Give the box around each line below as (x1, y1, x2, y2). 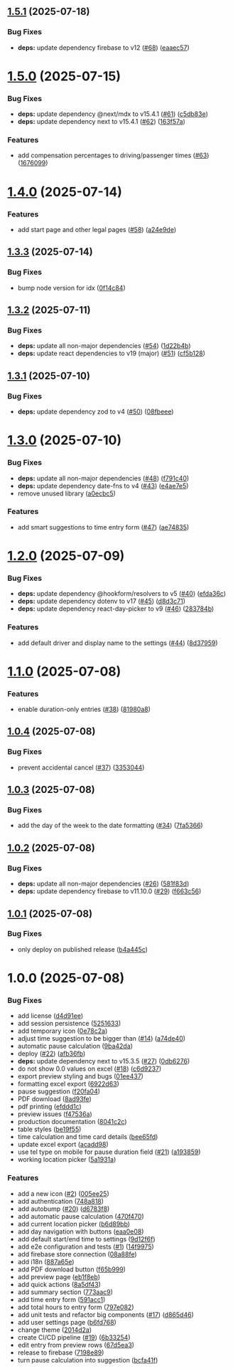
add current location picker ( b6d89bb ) (17, 1219, 130, 1228)
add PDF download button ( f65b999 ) (17, 1265, 126, 1273)
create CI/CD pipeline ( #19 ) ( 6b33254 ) (17, 1333, 131, 1341)
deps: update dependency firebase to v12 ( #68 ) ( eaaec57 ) (17, 43, 190, 52)
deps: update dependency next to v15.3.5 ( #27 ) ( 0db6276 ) (17, 1057, 190, 1066)
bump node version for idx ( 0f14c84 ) (17, 283, 126, 292)
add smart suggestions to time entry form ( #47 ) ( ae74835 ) (17, 522, 190, 531)
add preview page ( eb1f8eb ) (17, 1272, 101, 1281)
